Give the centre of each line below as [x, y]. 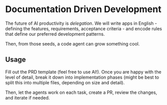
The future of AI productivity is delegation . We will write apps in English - [81, 23]
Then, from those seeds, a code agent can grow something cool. [73, 43]
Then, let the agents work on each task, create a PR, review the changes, [81, 92]
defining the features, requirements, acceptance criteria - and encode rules [84, 28]
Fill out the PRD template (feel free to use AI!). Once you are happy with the [83, 72]
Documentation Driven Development [83, 9]
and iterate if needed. [27, 97]
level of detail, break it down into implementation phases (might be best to [82, 77]
